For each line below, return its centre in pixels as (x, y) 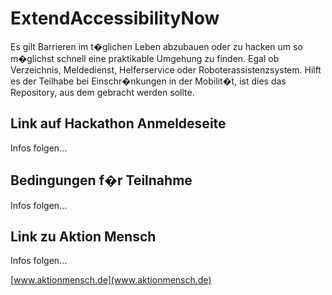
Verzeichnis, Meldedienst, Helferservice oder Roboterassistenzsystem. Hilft (166, 69)
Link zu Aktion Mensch (83, 236)
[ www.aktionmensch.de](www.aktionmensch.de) (111, 280)
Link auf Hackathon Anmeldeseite (118, 123)
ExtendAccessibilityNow (115, 18)
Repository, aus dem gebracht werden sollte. (102, 92)
